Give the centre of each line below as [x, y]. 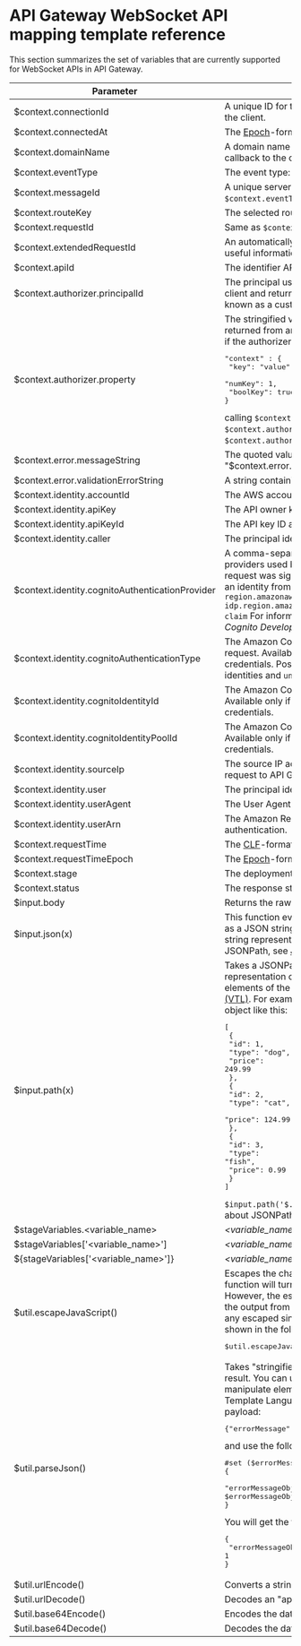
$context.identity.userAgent [73, 804]
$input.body [39, 902]
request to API [254, 774]
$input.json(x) [43, 934]
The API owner [255, 509]
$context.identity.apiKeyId [69, 523]
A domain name [258, 146]
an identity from [258, 586]
